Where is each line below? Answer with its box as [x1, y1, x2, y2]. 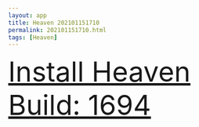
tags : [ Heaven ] [8, 33, 58, 42]
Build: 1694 [8, 88, 151, 122]
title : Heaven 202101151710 [8, 19, 100, 27]
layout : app [8, 11, 47, 20]
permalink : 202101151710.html [8, 26, 107, 34]
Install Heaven [8, 55, 191, 89]
